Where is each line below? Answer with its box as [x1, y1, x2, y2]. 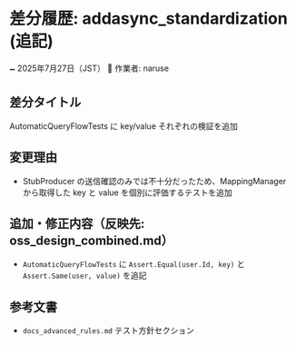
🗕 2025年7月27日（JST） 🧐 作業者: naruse [9, 63, 170, 74]
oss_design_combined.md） [9, 232, 174, 248]
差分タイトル [9, 94, 82, 110]
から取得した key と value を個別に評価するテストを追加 [22, 187, 233, 198]
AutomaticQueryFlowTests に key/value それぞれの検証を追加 [9, 120, 238, 132]
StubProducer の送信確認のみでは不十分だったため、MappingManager [22, 175, 287, 186]
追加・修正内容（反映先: [9, 215, 145, 232]
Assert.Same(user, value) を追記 [22, 270, 147, 281]
